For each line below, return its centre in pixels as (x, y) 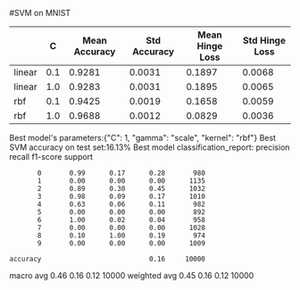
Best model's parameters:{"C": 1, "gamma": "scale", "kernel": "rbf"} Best (143, 138)
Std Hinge (264, 41)
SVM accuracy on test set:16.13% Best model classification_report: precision (150, 147)
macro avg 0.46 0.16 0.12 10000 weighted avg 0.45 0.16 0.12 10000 (132, 275)
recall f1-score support (51, 157)
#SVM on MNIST (40, 13)
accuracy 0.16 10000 (107, 259)
